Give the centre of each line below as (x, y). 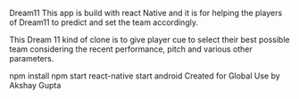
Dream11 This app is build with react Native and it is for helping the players (146, 13)
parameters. (32, 58)
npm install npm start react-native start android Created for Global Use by (145, 76)
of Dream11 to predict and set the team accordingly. (104, 22)
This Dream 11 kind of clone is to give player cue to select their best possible (149, 40)
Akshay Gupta (35, 85)
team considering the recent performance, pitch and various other (131, 49)
